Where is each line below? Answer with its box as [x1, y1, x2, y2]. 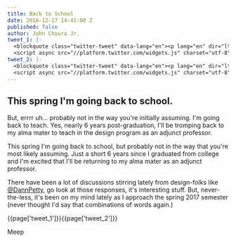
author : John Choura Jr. [7, 29, 80, 37]
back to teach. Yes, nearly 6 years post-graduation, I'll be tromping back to [7, 121, 225, 130]
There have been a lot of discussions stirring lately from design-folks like [7, 178, 218, 187]
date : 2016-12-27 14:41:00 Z [7, 17, 93, 24]
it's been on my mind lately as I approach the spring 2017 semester [34, 193, 228, 202]
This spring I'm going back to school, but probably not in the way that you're [7, 142, 229, 151]
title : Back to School [7, 10, 74, 18]
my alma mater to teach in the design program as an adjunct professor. [7, 129, 213, 137]
